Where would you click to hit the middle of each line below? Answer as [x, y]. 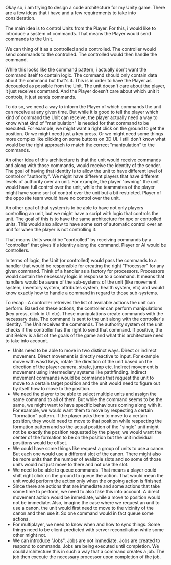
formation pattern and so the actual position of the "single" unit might [86, 427]
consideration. [20, 18]
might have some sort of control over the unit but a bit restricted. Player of [83, 193]
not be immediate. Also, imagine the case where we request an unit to [86, 502]
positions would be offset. [40, 443]
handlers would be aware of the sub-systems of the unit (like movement [81, 282]
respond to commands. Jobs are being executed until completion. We [86, 546]
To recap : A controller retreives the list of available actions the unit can [80, 303]
